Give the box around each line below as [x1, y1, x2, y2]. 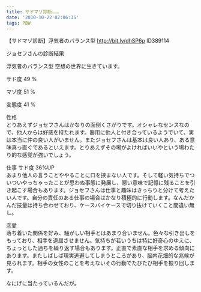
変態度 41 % [6, 101, 36, 108]
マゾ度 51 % [6, 88, 36, 96]
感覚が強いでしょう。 [22, 151, 74, 159]
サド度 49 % [6, 76, 37, 83]
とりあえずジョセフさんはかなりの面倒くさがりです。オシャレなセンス [6, 121, 179, 129]
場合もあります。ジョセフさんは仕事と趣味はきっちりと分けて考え [26, 187, 190, 194]
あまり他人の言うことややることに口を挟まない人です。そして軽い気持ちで [6, 172, 190, 179]
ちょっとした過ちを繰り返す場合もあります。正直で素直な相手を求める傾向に [6, 245, 195, 252]
